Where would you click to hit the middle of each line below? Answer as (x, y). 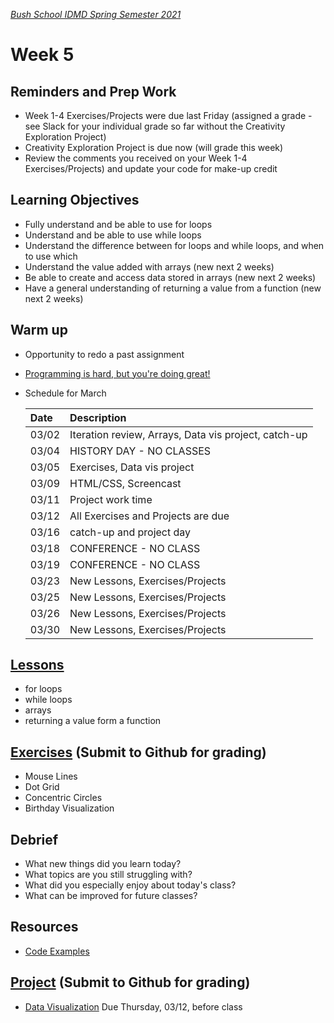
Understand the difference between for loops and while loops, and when (174, 245)
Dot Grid (42, 787)
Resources (44, 927)
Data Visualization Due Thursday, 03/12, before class (133, 1006)
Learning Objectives (75, 200)
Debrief (34, 839)
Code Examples (57, 951)
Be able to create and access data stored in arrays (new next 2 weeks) (170, 277)
